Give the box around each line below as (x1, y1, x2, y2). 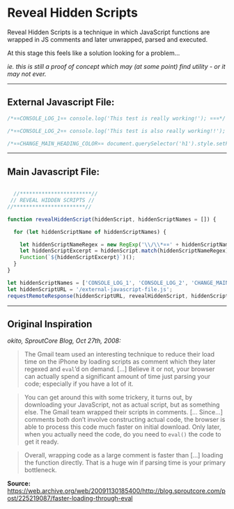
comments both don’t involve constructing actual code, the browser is (24, 416, 226, 424)
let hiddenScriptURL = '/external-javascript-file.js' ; (7, 285, 173, 293)
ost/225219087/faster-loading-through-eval (7, 494, 133, 503)
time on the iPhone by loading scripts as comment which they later (24, 357, 216, 366)
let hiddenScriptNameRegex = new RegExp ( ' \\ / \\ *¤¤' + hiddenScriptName (19, 241, 232, 248)
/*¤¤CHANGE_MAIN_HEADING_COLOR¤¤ (7, 140, 104, 147)
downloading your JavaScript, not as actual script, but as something (24, 400, 220, 409)
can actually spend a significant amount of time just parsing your (24, 373, 211, 381)
